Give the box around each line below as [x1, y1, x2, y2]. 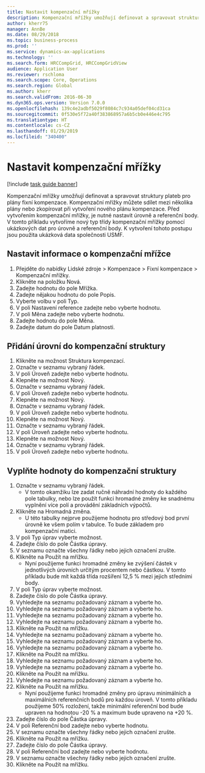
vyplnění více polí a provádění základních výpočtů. [24, 501, 152, 509]
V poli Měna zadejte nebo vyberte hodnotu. [15, 310, 125, 318]
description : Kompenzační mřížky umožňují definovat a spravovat [7, 15, 176, 21]
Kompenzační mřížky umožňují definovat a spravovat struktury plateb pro [7, 192, 191, 199]
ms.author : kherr [7, 89, 51, 95]
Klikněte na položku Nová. [15, 278, 82, 285]
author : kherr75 [7, 20, 48, 26]
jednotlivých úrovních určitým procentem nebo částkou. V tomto [24, 566, 186, 574]
